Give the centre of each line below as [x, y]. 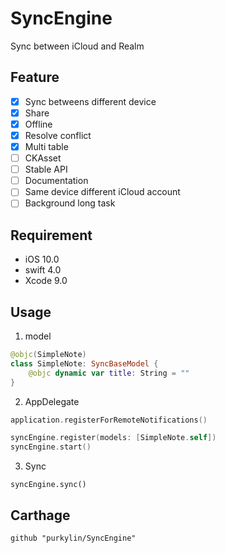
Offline [38, 124]
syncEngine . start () [51, 447]
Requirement [51, 235]
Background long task [70, 203]
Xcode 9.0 [46, 281]
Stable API [46, 169]
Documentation [56, 181]
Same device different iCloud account [102, 192]
